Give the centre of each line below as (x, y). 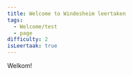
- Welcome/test (36, 26)
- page (23, 33)
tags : (15, 20)
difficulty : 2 (28, 40)
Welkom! (20, 66)
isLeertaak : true (32, 46)
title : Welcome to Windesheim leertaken (67, 14)
